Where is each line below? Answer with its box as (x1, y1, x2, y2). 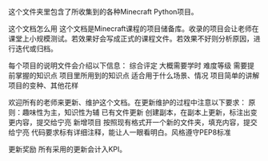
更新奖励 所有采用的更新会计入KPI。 (8, 144, 127, 154)
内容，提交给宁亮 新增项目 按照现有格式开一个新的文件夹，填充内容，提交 (14, 118, 258, 127)
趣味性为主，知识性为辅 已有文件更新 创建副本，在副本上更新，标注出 (22, 108, 250, 117)
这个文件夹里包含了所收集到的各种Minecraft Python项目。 (8, 7, 198, 16)
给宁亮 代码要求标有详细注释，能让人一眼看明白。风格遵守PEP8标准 (8, 128, 231, 137)
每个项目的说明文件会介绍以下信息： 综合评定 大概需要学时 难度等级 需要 (8, 61, 248, 70)
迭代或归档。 (14, 44, 58, 53)
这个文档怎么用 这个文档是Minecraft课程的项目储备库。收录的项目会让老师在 (8, 24, 259, 33)
